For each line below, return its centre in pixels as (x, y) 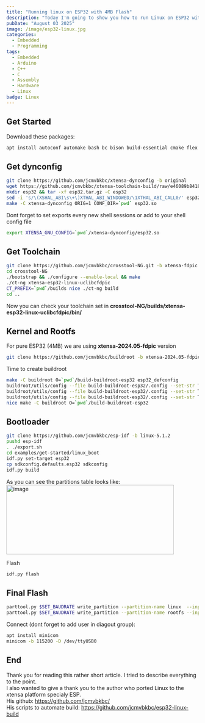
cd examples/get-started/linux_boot (53, 453)
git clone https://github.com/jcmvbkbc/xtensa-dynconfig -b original (97, 181)
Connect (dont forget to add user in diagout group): (71, 624)
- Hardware (26, 86)
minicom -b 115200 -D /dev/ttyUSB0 (52, 641)
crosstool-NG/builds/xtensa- (148, 306)
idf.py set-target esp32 (38, 458)
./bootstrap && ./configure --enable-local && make (73, 277)
